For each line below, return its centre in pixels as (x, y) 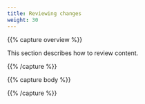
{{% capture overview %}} (45, 39)
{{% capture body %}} (39, 79)
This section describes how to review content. (73, 53)
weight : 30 (23, 20)
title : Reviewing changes (44, 13)
